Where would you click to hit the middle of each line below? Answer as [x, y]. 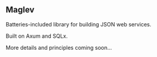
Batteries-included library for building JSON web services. [79, 24]
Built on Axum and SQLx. [37, 36]
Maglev [20, 10]
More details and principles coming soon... [59, 47]
